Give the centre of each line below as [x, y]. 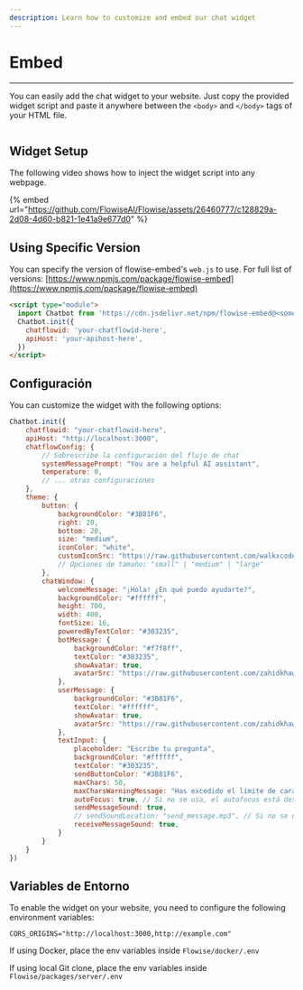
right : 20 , [78, 523]
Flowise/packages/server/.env [66, 977]
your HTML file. [38, 115]
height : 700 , [82, 606]
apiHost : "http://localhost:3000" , [92, 439]
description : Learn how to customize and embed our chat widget [133, 18]
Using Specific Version [75, 248]
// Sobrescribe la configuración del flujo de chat [141, 455]
